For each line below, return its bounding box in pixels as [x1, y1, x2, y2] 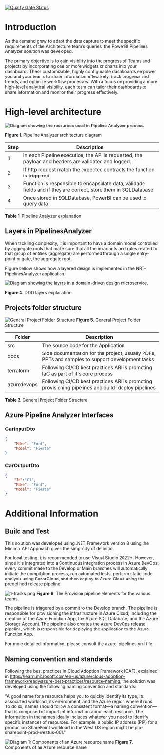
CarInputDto [5, 426, 35, 432]
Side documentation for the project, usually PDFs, [42, 350, 156, 356]
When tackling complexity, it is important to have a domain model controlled [5, 240, 158, 246]
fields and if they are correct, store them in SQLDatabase [23, 186, 154, 193]
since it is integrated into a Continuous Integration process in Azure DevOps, [5, 560, 159, 566]
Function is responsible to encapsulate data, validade [23, 180, 145, 187]
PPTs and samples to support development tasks [42, 356, 154, 363]
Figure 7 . [115, 739, 133, 745]
